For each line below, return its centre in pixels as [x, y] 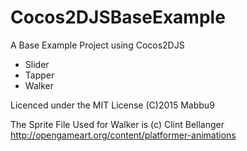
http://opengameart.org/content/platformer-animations [123, 135]
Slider [37, 64]
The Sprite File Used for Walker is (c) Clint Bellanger [117, 124]
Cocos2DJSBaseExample [118, 17]
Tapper [39, 75]
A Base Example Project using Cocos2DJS [97, 45]
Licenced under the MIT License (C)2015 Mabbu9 [112, 105]
